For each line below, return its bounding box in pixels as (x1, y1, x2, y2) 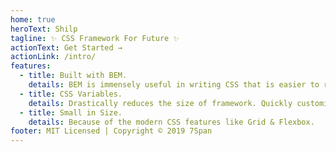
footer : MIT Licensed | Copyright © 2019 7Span (10, 126, 213, 136)
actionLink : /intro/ (10, 52, 97, 62)
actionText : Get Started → (10, 42, 123, 53)
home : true (10, 14, 56, 25)
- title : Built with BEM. (19, 71, 128, 81)
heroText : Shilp (10, 24, 78, 34)
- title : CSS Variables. (19, 89, 123, 99)
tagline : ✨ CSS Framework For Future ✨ (10, 33, 180, 43)
